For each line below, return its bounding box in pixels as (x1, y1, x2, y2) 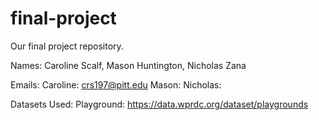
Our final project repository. (10, 40, 124, 52)
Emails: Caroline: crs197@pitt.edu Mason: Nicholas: (10, 78, 222, 91)
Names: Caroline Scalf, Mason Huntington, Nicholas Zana (10, 59, 247, 71)
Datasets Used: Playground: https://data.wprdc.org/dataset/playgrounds (10, 98, 309, 110)
